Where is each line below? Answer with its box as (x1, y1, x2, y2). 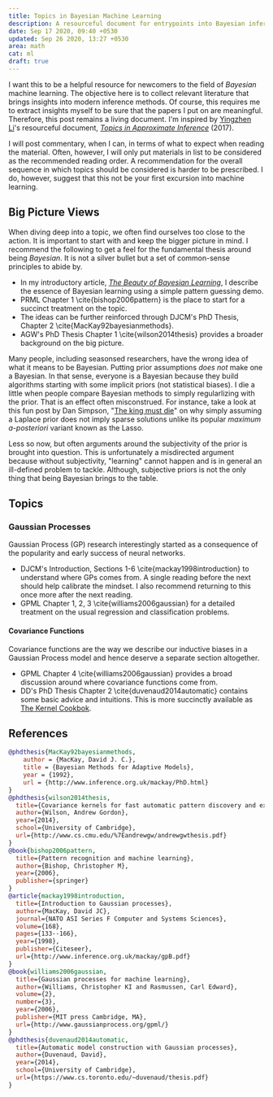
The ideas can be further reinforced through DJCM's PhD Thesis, (19, 312, 240, 321)
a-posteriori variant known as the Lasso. (8, 422, 144, 432)
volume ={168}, (15, 922, 63, 930)
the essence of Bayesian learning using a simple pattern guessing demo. (19, 286, 264, 295)
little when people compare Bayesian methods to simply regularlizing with (8, 388, 255, 398)
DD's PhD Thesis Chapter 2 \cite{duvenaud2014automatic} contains (19, 685, 249, 696)
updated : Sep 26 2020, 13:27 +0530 (8, 34, 129, 43)
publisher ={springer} (15, 876, 89, 885)
